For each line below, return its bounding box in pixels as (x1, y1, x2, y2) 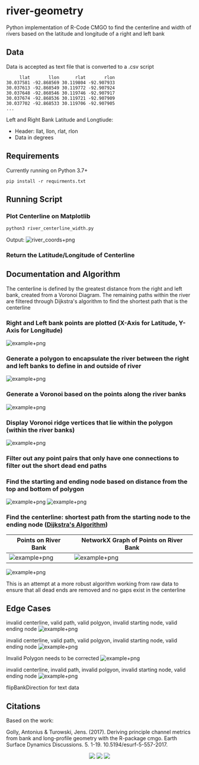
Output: (6, 236, 25, 244)
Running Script (6, 194, 63, 204)
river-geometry (6, 4, 84, 18)
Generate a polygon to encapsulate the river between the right (6, 355, 190, 363)
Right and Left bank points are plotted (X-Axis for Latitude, (6, 318, 178, 327)
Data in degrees (14, 133, 54, 141)
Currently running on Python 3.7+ (6, 167, 88, 174)
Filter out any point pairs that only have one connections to (6, 454, 179, 462)
